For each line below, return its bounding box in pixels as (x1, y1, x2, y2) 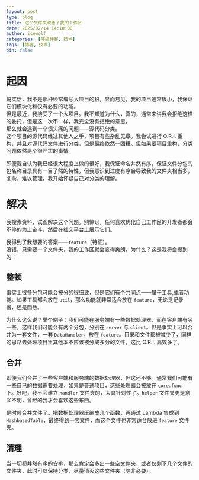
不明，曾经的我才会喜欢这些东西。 (11, 396, 95, 404)
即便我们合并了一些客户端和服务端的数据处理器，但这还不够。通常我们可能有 (6, 375, 193, 382)
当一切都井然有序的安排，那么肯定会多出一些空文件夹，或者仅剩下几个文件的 (6, 460, 193, 467)
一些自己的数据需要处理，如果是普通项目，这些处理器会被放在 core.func (6, 382, 182, 389)
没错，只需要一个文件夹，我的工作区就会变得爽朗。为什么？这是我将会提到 (6, 245, 188, 252)
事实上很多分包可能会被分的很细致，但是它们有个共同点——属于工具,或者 (6, 289, 185, 296)
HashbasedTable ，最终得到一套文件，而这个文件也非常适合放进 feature (6, 417, 178, 424)
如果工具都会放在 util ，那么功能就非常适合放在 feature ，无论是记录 (16, 296, 184, 303)
